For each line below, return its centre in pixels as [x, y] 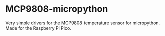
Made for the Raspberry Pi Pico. [38, 28]
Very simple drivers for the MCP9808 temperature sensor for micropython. [83, 23]
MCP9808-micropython [57, 9]
